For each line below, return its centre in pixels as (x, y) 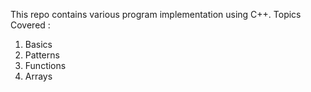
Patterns (42, 55)
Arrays (38, 76)
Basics (38, 44)
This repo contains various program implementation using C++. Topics (156, 14)
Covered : (30, 25)
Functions (45, 65)
